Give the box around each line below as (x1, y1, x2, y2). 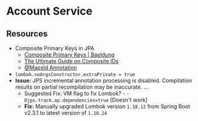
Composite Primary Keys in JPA (15, 44, 95, 52)
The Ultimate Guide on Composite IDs (24, 58, 119, 64)
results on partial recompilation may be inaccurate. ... (15, 83, 149, 91)
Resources (6, 29, 48, 39)
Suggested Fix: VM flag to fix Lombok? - (24, 90, 126, 97)
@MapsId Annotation (24, 64, 77, 71)
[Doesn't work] (110, 96, 148, 103)
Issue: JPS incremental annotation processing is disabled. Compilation (15, 77, 193, 84)
